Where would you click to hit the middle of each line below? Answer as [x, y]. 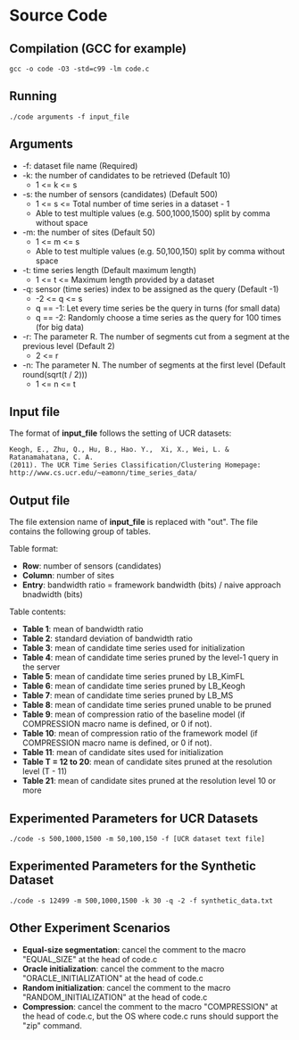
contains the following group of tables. [80, 531]
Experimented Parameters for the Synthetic [133, 866]
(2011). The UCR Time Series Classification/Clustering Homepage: [135, 465]
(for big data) [60, 327]
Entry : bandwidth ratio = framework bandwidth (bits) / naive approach [151, 585]
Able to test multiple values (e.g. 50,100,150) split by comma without [160, 251]
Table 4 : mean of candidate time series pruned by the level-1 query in [150, 658]
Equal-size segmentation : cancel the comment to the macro [134, 949]
